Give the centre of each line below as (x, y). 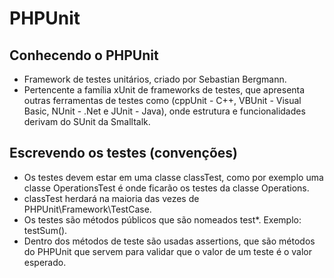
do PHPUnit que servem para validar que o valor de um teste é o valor (168, 251)
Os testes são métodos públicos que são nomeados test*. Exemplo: (162, 219)
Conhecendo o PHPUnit (84, 55)
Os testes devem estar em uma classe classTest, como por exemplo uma (173, 177)
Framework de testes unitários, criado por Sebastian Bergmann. (155, 79)
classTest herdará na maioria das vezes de (111, 198)
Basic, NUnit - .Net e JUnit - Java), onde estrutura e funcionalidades (164, 111)
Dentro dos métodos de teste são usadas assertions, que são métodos (169, 241)
